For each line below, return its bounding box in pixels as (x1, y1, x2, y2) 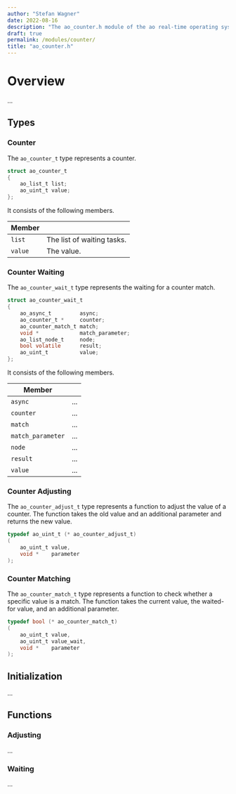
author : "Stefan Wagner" (7, 10, 80, 18)
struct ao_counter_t (7, 167, 68, 174)
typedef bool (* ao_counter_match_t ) (7, 618, 118, 625)
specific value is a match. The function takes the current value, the (7, 597, 201, 606)
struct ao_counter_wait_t (7, 297, 83, 304)
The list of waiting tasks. (46, 235, 127, 245)
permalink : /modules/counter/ (7, 37, 96, 44)
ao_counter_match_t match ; (20, 323, 99, 330)
